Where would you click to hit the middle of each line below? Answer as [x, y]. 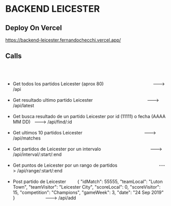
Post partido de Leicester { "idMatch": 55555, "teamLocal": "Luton [88, 181]
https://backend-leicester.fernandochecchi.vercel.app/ [63, 40]
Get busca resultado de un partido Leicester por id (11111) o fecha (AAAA [89, 116]
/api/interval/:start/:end [37, 154]
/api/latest [23, 105]
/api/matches [27, 138]
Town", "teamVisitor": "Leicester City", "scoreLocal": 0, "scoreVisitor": [87, 187]
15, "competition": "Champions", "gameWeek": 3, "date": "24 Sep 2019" [88, 192]
